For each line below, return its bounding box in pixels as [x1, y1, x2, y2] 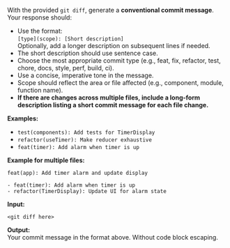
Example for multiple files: [7, 156, 85, 164]
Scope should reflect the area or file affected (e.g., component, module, [17, 79, 224, 86]
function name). [17, 86, 63, 94]
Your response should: [7, 13, 72, 22]
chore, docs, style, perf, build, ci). [17, 64, 114, 72]
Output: [7, 226, 30, 234]
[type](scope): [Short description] [17, 36, 124, 42]
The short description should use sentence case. [17, 49, 158, 57]
